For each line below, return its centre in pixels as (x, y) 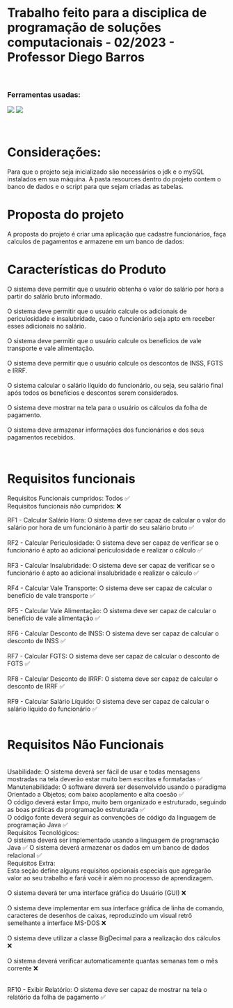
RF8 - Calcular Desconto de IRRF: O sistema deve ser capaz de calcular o (113, 679)
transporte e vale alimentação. (51, 348)
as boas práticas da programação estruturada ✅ (76, 809)
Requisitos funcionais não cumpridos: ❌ (64, 506)
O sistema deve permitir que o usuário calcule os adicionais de (97, 311)
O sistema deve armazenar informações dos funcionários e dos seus (106, 430)
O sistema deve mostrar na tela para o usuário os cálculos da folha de (107, 408)
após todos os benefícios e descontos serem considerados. (93, 393)
